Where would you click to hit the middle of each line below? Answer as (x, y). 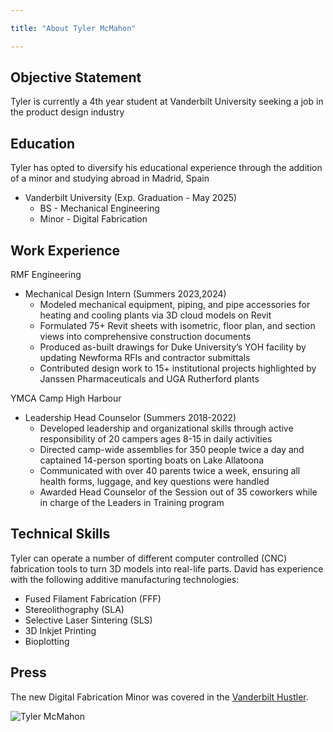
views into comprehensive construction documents (145, 337)
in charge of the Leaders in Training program (132, 503)
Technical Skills (60, 534)
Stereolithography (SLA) (74, 609)
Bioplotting (47, 641)
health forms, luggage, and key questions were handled (154, 482)
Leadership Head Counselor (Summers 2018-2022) (130, 418)
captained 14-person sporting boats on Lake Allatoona (152, 460)
